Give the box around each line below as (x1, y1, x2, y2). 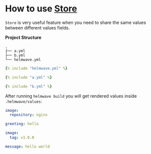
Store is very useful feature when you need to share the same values (5, 19, 147, 25)
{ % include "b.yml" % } (5, 84, 52, 89)
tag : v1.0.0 (9, 135, 35, 140)
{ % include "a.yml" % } (5, 75, 52, 80)
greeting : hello (5, 122, 39, 127)
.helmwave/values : (5, 98, 42, 104)
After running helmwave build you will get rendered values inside (5, 93, 137, 99)
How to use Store (5, 3, 77, 14)
